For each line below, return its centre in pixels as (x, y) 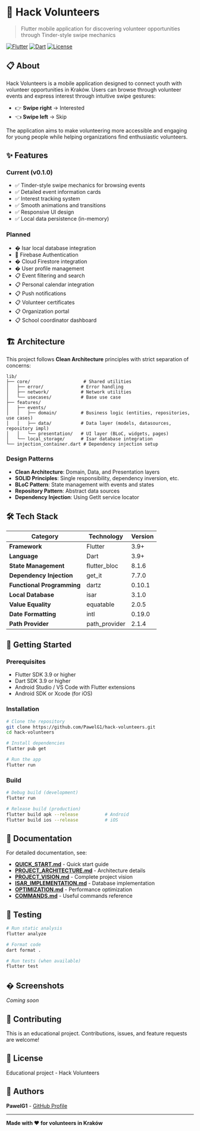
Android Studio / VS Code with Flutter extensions (75, 687)
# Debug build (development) (42, 793)
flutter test (22, 966)
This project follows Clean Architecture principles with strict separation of (98, 359)
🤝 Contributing (34, 1019)
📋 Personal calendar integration (54, 284)
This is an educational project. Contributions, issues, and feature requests (97, 1033)
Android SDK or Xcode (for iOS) (54, 694)
